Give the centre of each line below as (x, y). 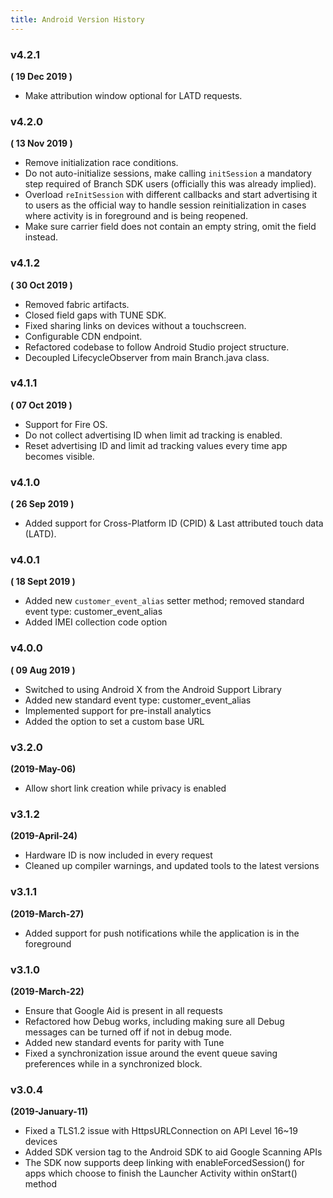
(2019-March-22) (47, 991)
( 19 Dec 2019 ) (41, 76)
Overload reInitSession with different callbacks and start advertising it (171, 195)
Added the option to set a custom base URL (114, 721)
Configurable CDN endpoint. (83, 336)
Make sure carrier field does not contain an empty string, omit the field (170, 227)
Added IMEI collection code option (96, 622)
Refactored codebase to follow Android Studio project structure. (157, 347)
